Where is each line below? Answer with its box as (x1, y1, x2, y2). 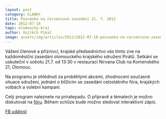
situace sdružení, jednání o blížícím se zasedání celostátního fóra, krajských (5, 79, 160, 84)
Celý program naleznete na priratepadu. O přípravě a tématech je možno (5, 93, 153, 99)
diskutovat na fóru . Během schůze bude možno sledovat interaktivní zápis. (5, 99, 157, 105)
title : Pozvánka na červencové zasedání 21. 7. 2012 (5, 16, 116, 21)
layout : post (5, 7, 32, 12)
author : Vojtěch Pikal (5, 30, 52, 35)
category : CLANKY (5, 12, 41, 17)
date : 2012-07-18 (5, 21, 41, 26)
